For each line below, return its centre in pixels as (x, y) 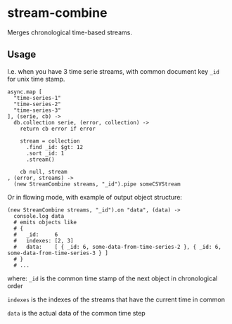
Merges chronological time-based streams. (70, 32)
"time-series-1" (37, 98)
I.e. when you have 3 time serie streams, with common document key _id (114, 71)
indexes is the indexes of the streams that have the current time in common (116, 299)
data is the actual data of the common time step (76, 313)
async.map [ (25, 92)
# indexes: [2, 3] (44, 240)
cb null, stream (44, 171)
